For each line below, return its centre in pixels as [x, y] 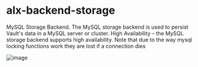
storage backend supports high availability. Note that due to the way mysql [99, 39]
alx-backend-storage [61, 10]
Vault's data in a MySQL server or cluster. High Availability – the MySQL [95, 33]
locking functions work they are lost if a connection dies [76, 46]
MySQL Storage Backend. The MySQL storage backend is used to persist [97, 27]
